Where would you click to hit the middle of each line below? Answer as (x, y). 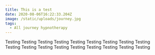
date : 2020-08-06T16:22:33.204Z (39, 14)
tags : (11, 23)
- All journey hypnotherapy (39, 28)
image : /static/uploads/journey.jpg (43, 19)
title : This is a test (29, 10)
